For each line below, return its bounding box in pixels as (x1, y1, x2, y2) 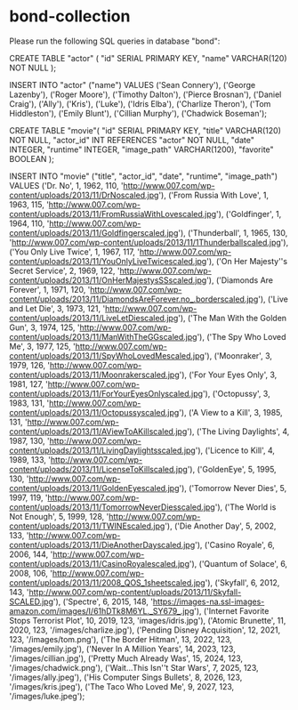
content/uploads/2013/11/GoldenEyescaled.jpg (9, 482, 180, 493)
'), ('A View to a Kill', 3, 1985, (179, 407, 283, 417)
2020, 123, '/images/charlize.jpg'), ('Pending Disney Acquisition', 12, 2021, (9, 625, 281, 635)
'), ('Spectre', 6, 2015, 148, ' (52, 596, 154, 607)
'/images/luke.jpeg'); (9, 690, 85, 701)
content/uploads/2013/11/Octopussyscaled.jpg (9, 407, 180, 417)
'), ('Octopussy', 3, (202, 388, 270, 399)
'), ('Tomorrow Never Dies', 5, (179, 482, 287, 493)
